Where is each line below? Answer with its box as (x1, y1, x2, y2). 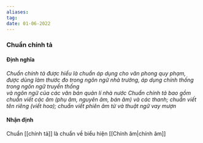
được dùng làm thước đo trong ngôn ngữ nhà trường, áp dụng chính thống (6, 76, 194, 83)
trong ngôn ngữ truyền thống (6, 82, 80, 90)
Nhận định (6, 116, 34, 123)
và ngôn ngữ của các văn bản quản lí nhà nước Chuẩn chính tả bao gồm (6, 89, 191, 96)
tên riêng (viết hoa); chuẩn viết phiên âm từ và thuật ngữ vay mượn (6, 102, 177, 109)
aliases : (6, 9, 29, 15)
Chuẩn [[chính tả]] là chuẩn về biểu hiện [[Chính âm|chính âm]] (6, 129, 166, 137)
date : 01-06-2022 (6, 20, 51, 26)
